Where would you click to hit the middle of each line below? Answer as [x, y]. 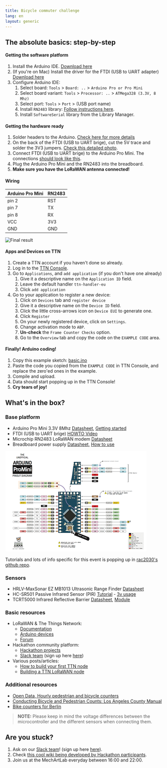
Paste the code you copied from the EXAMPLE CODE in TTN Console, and [86, 366]
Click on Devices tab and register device [63, 300]
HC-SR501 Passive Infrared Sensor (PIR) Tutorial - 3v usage [74, 594]
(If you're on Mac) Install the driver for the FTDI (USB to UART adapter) [86, 72]
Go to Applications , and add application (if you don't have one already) [87, 273]
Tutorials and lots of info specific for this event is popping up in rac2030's [81, 560]
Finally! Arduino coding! [31, 349]
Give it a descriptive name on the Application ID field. [76, 278]
